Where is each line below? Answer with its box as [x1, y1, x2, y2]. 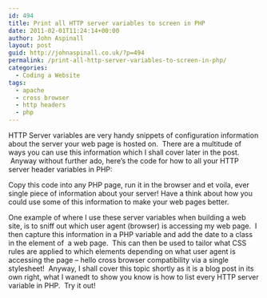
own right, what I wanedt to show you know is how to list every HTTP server [8, 272, 259, 281]
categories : [8, 64, 48, 72]
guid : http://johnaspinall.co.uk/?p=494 [8, 49, 145, 57]
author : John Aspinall [8, 34, 84, 42]
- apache [15, 86, 45, 95]
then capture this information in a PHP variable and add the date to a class [8, 230, 253, 239]
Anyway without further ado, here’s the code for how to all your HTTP [10, 156, 239, 165]
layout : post [8, 42, 52, 50]
